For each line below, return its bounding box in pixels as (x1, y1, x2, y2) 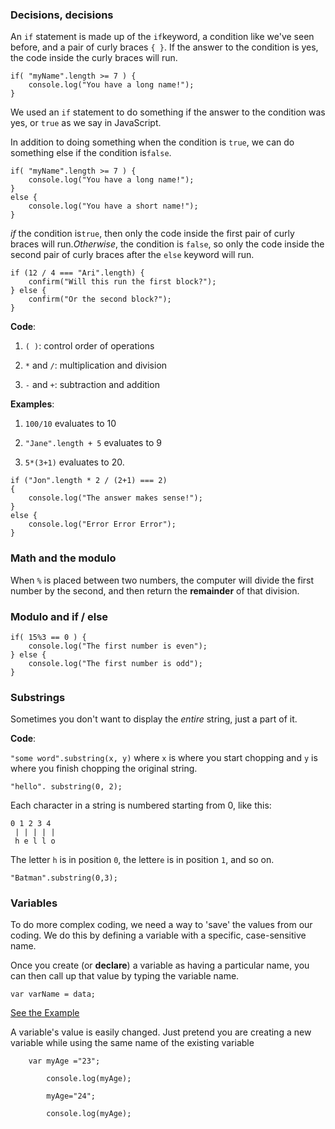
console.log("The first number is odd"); (28, 658, 203, 668)
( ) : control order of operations (24, 340, 155, 352)
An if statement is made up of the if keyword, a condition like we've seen (10, 31, 315, 43)
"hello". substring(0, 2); (10, 782, 123, 792)
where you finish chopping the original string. (10, 763, 198, 775)
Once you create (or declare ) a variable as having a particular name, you (10, 959, 310, 972)
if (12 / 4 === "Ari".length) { (10, 268, 145, 278)
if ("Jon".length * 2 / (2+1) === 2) (10, 476, 168, 486)
